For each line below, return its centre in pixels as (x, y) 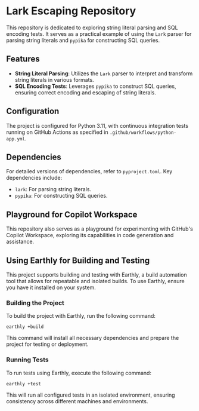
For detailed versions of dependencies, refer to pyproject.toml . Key (89, 171)
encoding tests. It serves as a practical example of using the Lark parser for (99, 33)
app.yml (16, 139)
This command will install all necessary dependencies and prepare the (93, 338)
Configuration (33, 111)
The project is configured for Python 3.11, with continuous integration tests (97, 125)
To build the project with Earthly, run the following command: (81, 316)
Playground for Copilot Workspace (72, 214)
